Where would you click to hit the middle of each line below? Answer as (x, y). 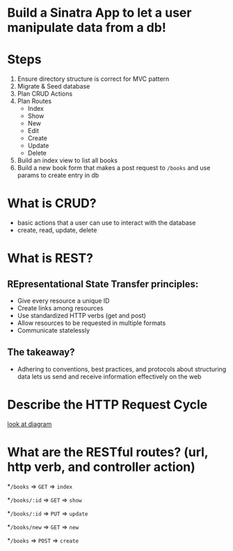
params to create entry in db (58, 175)
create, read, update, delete (57, 230)
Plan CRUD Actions (45, 94)
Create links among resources (60, 308)
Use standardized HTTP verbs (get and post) (81, 316)
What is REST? (50, 258)
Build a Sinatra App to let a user (99, 13)
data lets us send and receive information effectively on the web (109, 376)
